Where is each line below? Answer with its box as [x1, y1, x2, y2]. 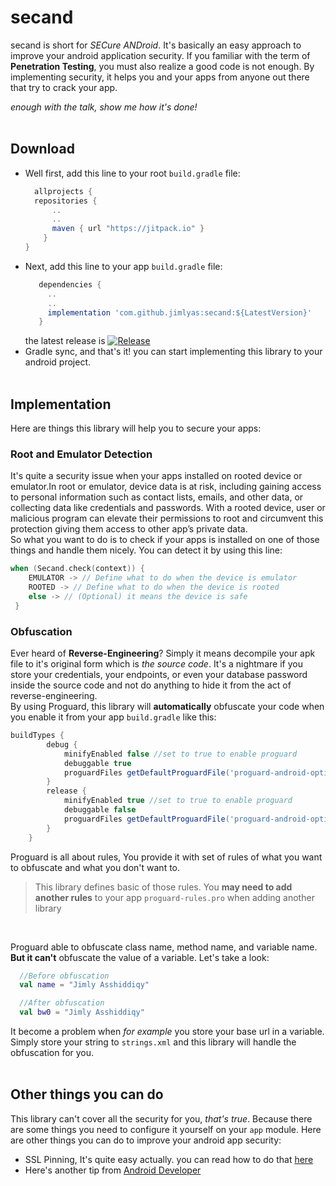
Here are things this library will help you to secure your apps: [10, 422, 262, 435]
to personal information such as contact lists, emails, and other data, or [10, 491, 304, 503]
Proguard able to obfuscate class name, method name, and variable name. [10, 941, 318, 953]
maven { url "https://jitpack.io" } [51, 224, 205, 234]
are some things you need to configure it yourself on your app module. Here [10, 1123, 322, 1135]
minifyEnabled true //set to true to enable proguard [63, 796, 293, 806]
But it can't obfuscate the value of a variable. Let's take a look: [10, 951, 270, 963]
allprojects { [34, 186, 93, 196]
